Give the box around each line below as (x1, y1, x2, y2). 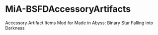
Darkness (5, 25, 25, 31)
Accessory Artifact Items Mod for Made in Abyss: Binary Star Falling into (5, 20, 154, 26)
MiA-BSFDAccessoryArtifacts (5, 3, 131, 15)
